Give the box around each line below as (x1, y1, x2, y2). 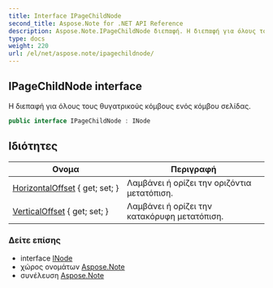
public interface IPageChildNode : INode (8, 117, 151, 125)
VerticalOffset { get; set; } (12, 205, 109, 217)
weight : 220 (8, 42, 49, 50)
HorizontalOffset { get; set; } (12, 182, 119, 193)
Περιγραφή (170, 163, 217, 174)
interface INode (19, 253, 73, 263)
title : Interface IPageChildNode (8, 11, 122, 20)
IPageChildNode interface (8, 80, 142, 93)
